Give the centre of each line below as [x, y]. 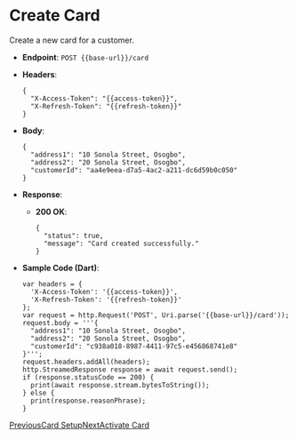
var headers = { [52, 284]
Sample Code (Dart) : [60, 267]
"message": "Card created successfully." [121, 243]
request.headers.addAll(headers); [86, 362]
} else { [38, 393]
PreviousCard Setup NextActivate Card [79, 425]
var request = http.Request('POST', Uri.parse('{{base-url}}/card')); [156, 315]
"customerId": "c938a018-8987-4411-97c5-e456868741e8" [134, 346]
